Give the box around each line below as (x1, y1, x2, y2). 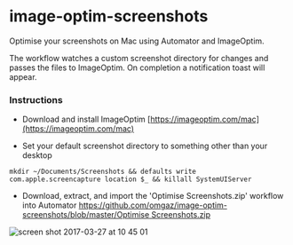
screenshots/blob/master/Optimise (21, 209, 150, 220)
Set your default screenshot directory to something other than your (21, 140, 268, 152)
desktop (21, 150, 53, 161)
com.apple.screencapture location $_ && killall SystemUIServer (9, 175, 252, 184)
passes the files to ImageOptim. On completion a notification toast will (9, 62, 265, 73)
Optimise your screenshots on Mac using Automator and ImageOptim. (9, 36, 265, 46)
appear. (9, 71, 37, 82)
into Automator (21, 200, 77, 210)
